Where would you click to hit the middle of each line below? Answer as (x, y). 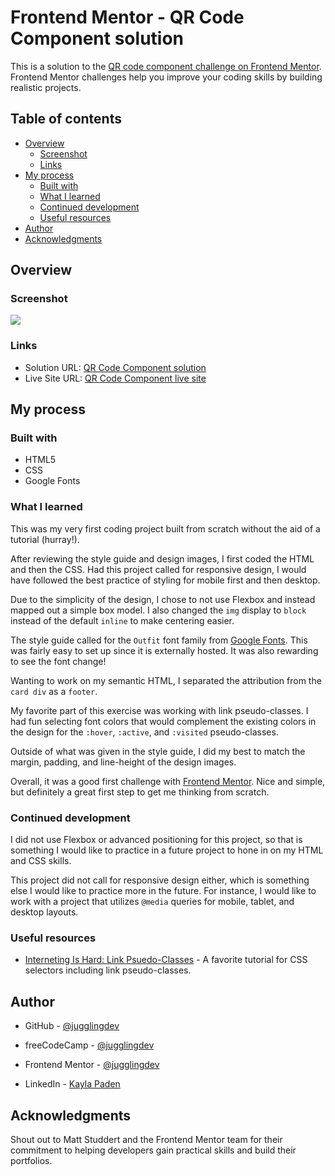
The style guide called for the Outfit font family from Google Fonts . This (159, 640)
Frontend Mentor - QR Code (127, 17)
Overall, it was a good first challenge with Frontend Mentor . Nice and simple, (168, 781)
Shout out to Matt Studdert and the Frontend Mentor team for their (146, 1139)
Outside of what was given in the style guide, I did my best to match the (158, 751)
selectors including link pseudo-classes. (108, 970)
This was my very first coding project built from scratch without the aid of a (165, 528)
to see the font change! (58, 661)
